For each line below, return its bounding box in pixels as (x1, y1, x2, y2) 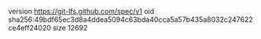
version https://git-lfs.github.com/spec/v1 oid (8, 7, 155, 16)
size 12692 (52, 23, 88, 32)
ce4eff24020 (8, 23, 51, 32)
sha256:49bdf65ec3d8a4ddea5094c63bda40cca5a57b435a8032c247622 (8, 15, 253, 24)
